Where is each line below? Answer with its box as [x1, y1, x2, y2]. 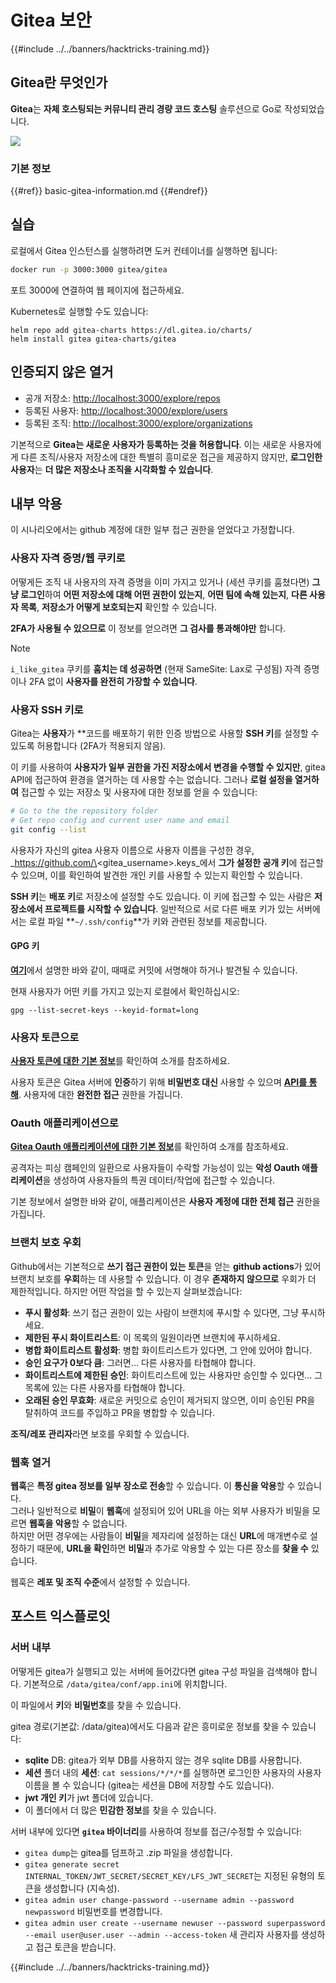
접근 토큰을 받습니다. [35, 1941, 117, 1953]
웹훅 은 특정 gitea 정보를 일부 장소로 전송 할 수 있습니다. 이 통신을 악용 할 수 [10, 1479, 296, 1491]
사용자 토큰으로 [10, 1030, 80, 1044]
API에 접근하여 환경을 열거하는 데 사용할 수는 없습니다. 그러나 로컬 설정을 [10, 773, 293, 785]
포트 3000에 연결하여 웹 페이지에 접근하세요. [10, 284, 185, 296]
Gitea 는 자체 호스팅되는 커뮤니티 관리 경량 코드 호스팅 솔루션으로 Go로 [10, 102, 283, 115]
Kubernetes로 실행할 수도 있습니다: [10, 305, 149, 317]
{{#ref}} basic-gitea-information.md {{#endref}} [10, 185, 208, 197]
